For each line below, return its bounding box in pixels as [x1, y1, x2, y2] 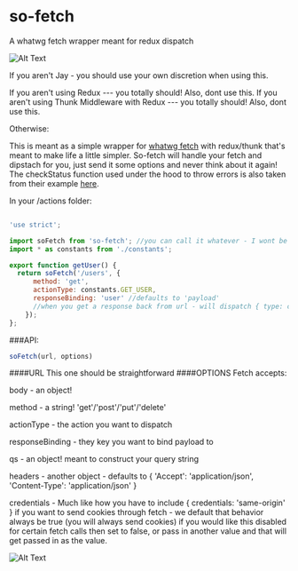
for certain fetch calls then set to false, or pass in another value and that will [9, 526, 286, 536]
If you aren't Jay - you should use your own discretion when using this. [9, 69, 269, 81]
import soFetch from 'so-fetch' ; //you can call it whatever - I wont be [9, 236, 288, 245]
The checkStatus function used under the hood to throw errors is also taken [9, 169, 286, 179]
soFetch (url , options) [9, 352, 93, 361]
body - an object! [9, 385, 73, 396]
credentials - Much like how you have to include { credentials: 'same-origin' [9, 497, 286, 508]
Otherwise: [9, 123, 50, 134]
